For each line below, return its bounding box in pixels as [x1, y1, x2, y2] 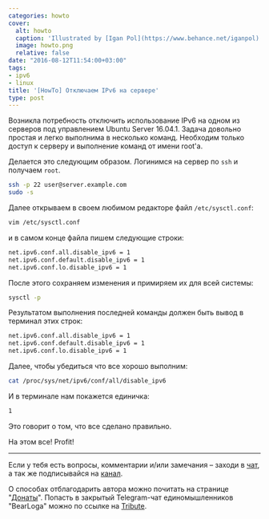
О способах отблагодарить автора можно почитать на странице [8, 484, 230, 493]
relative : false [15, 49, 70, 57]
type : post [8, 94, 45, 102]
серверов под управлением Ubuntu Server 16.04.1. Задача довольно [8, 124, 242, 134]
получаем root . [8, 165, 61, 175]
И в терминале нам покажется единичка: [8, 391, 150, 401]
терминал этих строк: [8, 316, 83, 326]
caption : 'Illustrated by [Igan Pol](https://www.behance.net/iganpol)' [15, 34, 263, 43]
